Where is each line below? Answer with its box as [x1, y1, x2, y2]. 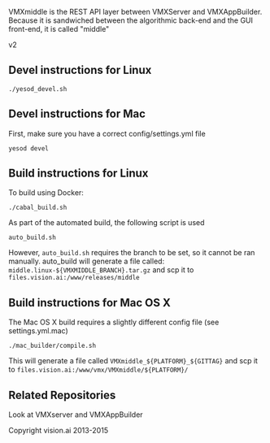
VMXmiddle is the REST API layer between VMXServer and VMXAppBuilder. [8, 7, 263, 16]
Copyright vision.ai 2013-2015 [8, 426, 108, 436]
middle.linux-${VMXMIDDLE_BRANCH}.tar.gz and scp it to [8, 265, 194, 275]
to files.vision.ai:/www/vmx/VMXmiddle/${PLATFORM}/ [8, 365, 189, 375]
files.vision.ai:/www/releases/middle [8, 274, 140, 282]
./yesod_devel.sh [8, 85, 67, 93]
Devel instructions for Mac [8, 107, 146, 121]
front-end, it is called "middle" [8, 24, 110, 33]
